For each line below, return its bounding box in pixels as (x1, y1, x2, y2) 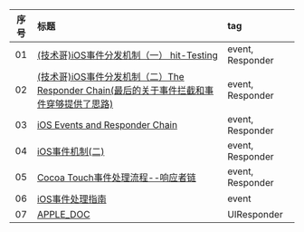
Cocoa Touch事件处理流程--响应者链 (36, 171, 196, 184)
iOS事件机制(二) (36, 145, 105, 158)
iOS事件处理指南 (36, 193, 107, 205)
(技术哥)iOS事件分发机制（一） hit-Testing (36, 49, 219, 62)
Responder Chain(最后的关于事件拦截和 (36, 84, 205, 96)
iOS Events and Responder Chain (36, 119, 178, 130)
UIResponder (227, 208, 283, 220)
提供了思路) (63, 98, 114, 110)
